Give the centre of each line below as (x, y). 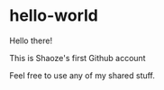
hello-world (54, 16)
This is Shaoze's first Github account (77, 58)
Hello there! (31, 40)
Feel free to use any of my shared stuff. (82, 75)
